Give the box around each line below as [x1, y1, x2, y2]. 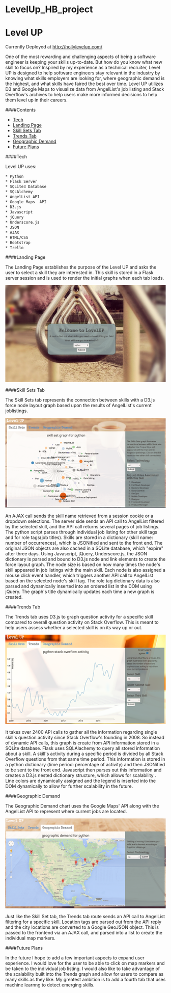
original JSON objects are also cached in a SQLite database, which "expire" [5, 545, 164, 551]
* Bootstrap [5, 240, 31, 246]
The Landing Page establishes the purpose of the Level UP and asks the [5, 264, 157, 271]
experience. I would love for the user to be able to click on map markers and [5, 960, 165, 966]
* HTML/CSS [5, 235, 28, 240]
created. [5, 594, 23, 600]
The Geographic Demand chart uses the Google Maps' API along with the [5, 802, 159, 809]
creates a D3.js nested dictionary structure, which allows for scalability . [5, 772, 156, 778]
